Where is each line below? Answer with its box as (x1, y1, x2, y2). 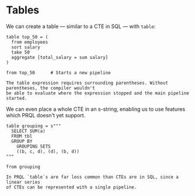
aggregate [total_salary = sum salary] (11, 54, 109, 60)
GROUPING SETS (16, 143, 51, 149)
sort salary (11, 44, 41, 50)
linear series (6, 179, 41, 185)
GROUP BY (11, 138, 33, 144)
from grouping (6, 164, 41, 170)
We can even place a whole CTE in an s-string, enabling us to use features (6, 106, 186, 113)
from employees (11, 39, 48, 45)
